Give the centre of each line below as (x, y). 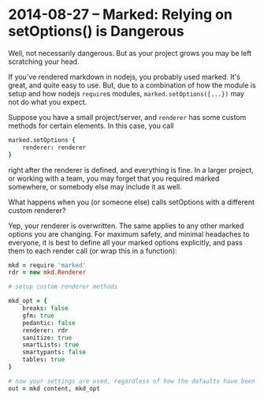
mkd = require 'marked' (47, 265)
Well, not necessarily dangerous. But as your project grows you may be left (130, 53)
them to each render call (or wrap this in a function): (93, 251)
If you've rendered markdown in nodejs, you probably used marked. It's (124, 77)
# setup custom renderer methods (63, 287)
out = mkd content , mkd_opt (54, 388)
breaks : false (45, 308)
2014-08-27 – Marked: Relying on (120, 15)
